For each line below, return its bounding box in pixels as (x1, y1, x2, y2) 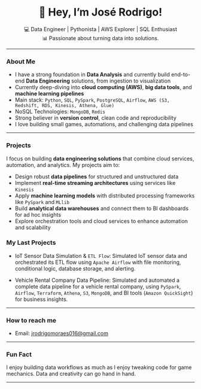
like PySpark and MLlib (14, 198, 70, 205)
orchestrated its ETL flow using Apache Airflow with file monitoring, (14, 259, 181, 266)
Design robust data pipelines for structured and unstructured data (14, 173, 179, 180)
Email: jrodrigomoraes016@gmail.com (14, 330, 109, 337)
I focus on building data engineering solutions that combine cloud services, (6, 155, 194, 162)
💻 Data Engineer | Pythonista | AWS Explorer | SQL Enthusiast (23, 25, 178, 32)
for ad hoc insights (14, 211, 62, 218)
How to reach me (6, 316, 57, 324)
